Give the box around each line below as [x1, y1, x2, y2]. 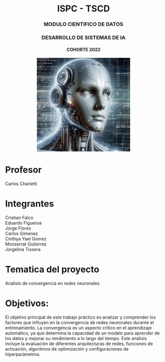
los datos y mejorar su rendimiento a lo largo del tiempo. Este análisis [5, 335, 147, 341]
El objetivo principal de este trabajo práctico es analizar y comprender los [5, 314, 156, 320]
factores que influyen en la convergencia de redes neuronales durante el [5, 319, 154, 325]
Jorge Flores [5, 225, 31, 231]
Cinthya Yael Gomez [5, 236, 47, 241]
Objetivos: [5, 297, 49, 309]
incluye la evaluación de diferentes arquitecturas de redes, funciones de [5, 341, 153, 347]
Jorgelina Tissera [5, 246, 41, 252]
